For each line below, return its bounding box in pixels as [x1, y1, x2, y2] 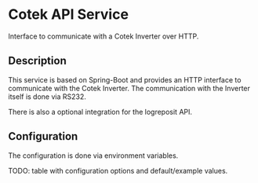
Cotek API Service [8, 5, 129, 24]
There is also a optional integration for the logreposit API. [8, 107, 193, 116]
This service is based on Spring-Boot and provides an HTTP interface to [8, 75, 242, 84]
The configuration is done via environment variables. [8, 151, 179, 160]
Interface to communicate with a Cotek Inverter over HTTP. [8, 31, 199, 41]
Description [8, 54, 67, 68]
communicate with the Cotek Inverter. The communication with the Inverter [8, 83, 251, 93]
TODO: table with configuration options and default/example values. [8, 166, 228, 175]
